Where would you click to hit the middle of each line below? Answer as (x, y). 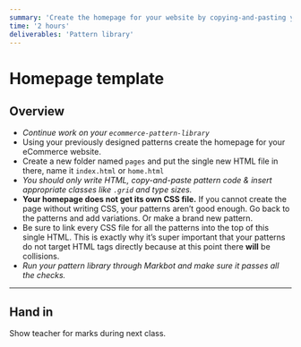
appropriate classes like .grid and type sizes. (107, 190)
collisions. (41, 257)
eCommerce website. (61, 152)
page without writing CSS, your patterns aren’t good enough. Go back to (156, 209)
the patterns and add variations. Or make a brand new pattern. (138, 218)
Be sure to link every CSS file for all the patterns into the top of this (146, 228)
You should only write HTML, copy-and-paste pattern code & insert (147, 181)
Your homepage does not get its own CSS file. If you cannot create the (154, 199)
